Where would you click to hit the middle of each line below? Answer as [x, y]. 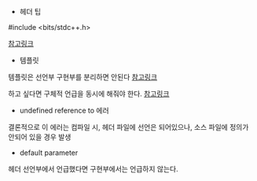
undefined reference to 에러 [64, 110]
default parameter [49, 153]
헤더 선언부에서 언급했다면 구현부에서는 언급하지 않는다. [93, 169]
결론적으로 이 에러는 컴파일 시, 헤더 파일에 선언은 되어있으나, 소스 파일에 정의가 [128, 127]
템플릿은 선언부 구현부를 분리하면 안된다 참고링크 [83, 77]
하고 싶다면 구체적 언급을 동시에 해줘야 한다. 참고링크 [89, 94]
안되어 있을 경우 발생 [40, 137]
